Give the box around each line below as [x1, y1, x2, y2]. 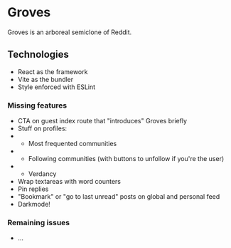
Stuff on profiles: [17, 124, 68, 133]
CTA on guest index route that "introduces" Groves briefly [17, 117, 187, 125]
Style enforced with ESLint [17, 83, 96, 91]
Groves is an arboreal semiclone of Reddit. [7, 28, 132, 36]
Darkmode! [17, 200, 51, 209]
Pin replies [17, 185, 49, 193]
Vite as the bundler [17, 75, 74, 83]
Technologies [7, 48, 70, 61]
